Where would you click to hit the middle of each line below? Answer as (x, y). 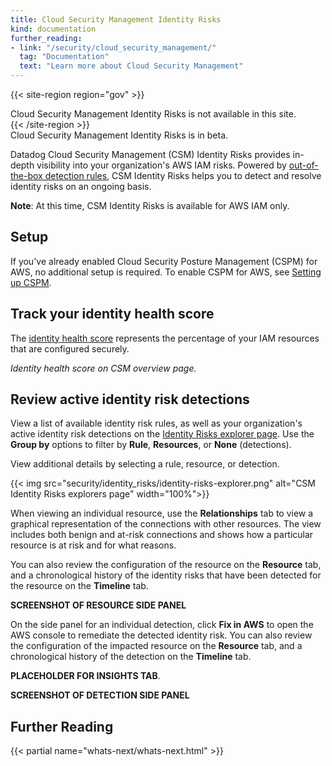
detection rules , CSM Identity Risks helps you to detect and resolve (183, 175)
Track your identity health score (112, 314)
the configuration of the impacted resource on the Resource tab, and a (156, 646)
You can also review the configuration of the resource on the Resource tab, (166, 565)
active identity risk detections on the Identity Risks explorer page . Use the (162, 434)
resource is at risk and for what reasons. (93, 545)
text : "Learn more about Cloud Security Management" (131, 66)
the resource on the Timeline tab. (79, 586)
